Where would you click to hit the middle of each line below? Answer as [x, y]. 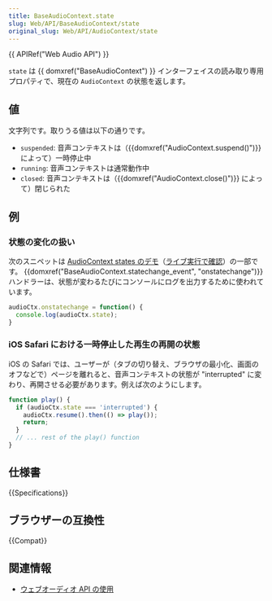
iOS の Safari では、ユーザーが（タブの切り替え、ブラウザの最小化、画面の [134, 364]
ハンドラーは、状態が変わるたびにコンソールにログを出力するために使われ [133, 281]
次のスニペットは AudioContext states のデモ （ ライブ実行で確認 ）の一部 [130, 261]
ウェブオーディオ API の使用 [67, 589]
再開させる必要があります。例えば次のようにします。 [118, 384]
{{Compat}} [28, 540]
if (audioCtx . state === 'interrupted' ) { [87, 407]
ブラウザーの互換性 [56, 521]
